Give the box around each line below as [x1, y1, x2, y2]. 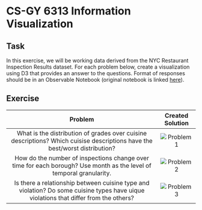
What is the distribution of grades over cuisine [17, 129, 147, 137]
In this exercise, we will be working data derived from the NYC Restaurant [6, 57, 189, 64]
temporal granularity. [52, 168, 112, 177]
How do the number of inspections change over [14, 153, 149, 162]
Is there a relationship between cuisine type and [14, 179, 150, 187]
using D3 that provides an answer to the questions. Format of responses [6, 70, 185, 76]
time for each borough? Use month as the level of [11, 161, 151, 170]
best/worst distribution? [47, 144, 115, 152]
